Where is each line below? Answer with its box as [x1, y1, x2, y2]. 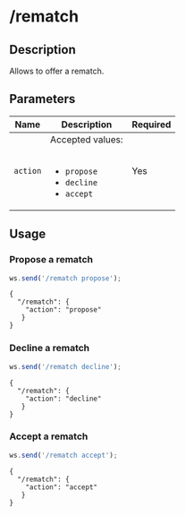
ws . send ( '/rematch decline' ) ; [9, 362, 122, 371]
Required [131, 118, 172, 131]
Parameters [9, 91, 76, 107]
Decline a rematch [9, 342, 90, 355]
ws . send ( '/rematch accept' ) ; [9, 451, 118, 460]
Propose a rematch [9, 254, 94, 266]
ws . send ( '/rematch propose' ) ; [9, 273, 122, 283]
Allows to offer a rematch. [9, 65, 105, 76]
